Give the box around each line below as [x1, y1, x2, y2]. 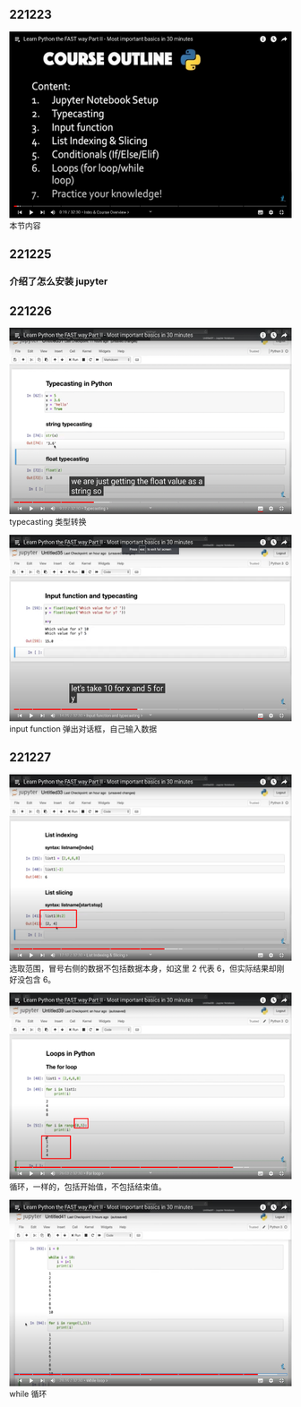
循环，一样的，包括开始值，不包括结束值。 [9, 1181, 167, 1192]
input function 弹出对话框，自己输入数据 [9, 723, 158, 734]
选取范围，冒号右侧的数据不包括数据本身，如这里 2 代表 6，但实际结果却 [9, 963, 278, 974]
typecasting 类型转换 [9, 516, 87, 527]
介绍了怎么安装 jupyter [9, 275, 108, 287]
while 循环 [9, 1388, 47, 1399]
